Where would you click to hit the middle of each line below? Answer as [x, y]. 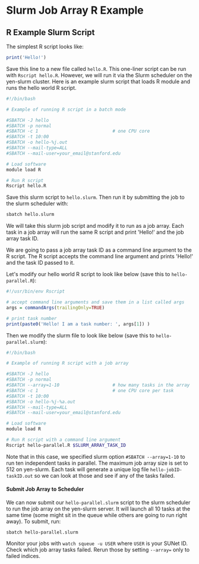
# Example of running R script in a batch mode [66, 109]
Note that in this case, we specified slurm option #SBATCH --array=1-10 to [96, 456]
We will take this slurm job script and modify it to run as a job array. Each [95, 226]
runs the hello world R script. [41, 87]
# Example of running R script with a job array [67, 364]
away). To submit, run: [34, 521]
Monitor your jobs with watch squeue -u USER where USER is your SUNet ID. [97, 543]
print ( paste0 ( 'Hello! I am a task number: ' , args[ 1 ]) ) [78, 324]
